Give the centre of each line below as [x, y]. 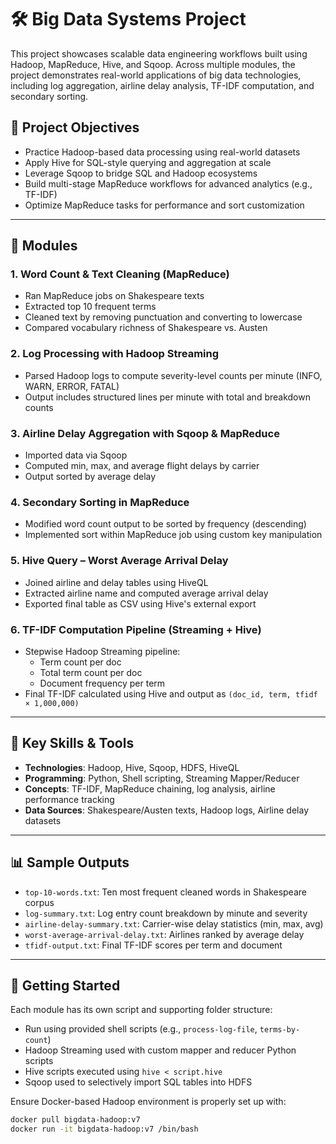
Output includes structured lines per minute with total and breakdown [167, 397]
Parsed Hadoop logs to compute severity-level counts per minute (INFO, [173, 375]
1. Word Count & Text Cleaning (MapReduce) [120, 274]
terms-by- [280, 1030]
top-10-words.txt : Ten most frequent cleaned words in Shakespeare [165, 892]
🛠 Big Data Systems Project [128, 19]
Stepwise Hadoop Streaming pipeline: [102, 651]
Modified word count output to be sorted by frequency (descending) [165, 524]
